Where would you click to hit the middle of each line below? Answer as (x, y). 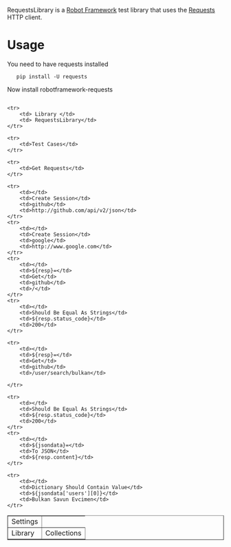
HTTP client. (25, 17)
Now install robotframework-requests (60, 89)
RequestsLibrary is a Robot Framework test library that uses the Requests (111, 10)
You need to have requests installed (58, 64)
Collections (63, 533)
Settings (25, 521)
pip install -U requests (52, 76)
